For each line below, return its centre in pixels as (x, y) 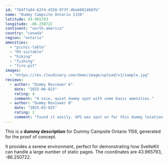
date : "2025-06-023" (36, 89)
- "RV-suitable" (27, 52)
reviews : (14, 80)
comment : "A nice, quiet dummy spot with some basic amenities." (84, 98)
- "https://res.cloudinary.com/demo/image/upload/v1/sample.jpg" (80, 75)
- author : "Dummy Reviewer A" (41, 84)
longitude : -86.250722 (29, 24)
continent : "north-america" (35, 29)
